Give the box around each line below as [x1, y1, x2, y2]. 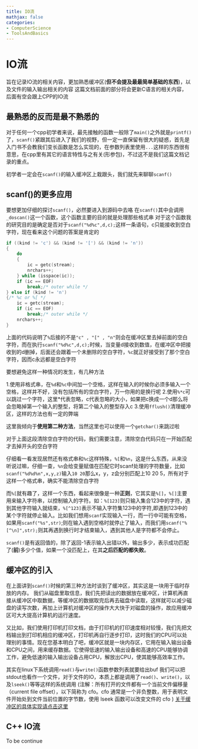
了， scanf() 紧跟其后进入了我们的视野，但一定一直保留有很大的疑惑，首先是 [6, 136, 190, 143]
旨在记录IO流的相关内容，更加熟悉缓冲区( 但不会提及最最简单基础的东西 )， [6, 78, 186, 85]
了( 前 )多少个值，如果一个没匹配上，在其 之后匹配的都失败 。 [6, 546, 150, 554]
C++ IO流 [6, 721, 41, 731]
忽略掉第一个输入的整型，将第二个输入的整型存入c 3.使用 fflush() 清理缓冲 [11, 403, 192, 410]
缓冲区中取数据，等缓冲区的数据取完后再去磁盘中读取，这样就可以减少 [16, 596, 187, 604]
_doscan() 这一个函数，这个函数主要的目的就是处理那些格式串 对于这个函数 [6, 213, 187, 221]
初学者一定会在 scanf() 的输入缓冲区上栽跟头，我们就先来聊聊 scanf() [6, 170, 173, 177]
